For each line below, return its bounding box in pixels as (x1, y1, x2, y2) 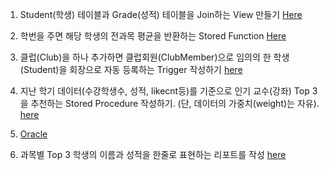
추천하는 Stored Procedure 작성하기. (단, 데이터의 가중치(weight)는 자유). (30, 98, 320, 109)
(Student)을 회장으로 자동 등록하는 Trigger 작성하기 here (19, 64, 243, 75)
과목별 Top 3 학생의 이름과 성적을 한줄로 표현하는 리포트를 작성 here (19, 149, 287, 160)
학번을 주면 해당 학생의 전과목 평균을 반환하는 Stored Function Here (19, 30, 287, 42)
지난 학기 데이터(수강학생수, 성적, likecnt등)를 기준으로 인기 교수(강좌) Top (19, 85, 310, 97)
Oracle (19, 128, 48, 140)
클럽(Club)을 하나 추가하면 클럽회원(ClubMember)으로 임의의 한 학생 (19, 51, 290, 63)
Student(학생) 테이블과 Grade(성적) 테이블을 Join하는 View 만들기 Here (19, 9, 303, 20)
